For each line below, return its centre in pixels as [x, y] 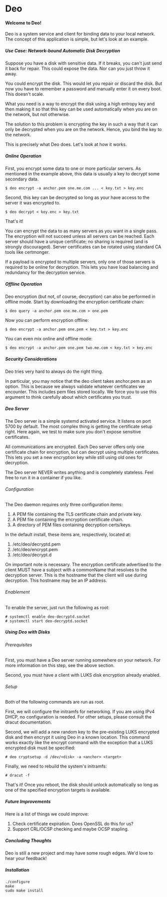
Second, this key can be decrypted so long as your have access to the [77, 197]
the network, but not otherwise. [37, 114]
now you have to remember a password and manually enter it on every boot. [83, 89]
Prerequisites [19, 645]
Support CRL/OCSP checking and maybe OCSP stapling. [71, 829]
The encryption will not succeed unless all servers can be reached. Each [80, 236]
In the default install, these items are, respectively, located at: [68, 535]
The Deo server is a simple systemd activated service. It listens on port [78, 421]
